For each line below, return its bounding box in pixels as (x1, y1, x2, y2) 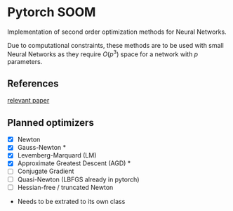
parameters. (7, 57, 43, 65)
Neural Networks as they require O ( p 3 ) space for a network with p (7, 49, 199, 58)
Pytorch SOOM (7, 4, 96, 20)
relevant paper (7, 96, 50, 105)
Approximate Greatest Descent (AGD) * (17, 159, 131, 167)
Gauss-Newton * (17, 143, 67, 152)
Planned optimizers (7, 117, 95, 129)
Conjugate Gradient (17, 167, 74, 176)
